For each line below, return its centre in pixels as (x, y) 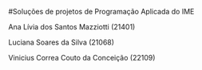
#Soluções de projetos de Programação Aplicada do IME (101, 12)
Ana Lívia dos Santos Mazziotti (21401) (72, 27)
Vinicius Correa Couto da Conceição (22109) (82, 58)
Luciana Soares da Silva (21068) (61, 42)
